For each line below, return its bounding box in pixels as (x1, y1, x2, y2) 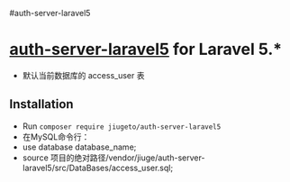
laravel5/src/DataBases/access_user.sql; (22, 162, 174, 173)
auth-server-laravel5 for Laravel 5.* (9, 40, 283, 59)
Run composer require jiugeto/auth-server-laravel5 (22, 121, 222, 132)
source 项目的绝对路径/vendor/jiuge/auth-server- (22, 152, 205, 163)
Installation (9, 96, 74, 112)
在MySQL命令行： (22, 131, 90, 142)
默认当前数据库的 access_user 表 (22, 69, 145, 80)
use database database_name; (22, 141, 137, 152)
